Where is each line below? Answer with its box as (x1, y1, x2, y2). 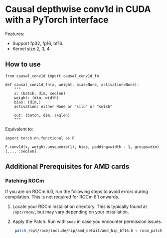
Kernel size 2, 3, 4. (12, 45, 51, 51)
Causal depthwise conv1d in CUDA (5, 3, 151, 15)
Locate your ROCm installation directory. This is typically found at (12, 203, 147, 209)
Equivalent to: (5, 126, 33, 132)
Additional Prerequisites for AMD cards (5, 162, 130, 171)
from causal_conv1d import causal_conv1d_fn (5, 73, 99, 78)
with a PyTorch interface (5, 14, 109, 25)
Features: (5, 30, 25, 36)
